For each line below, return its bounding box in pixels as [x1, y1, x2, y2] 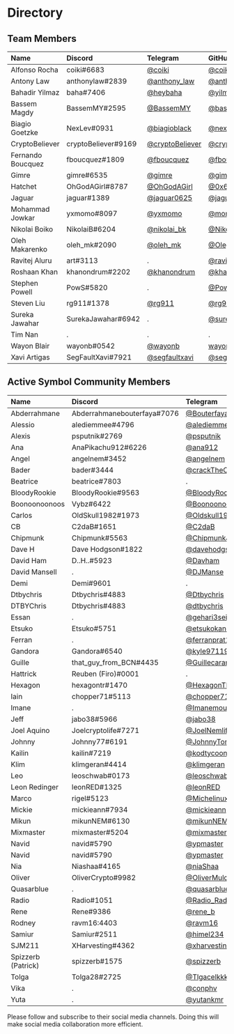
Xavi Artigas [10, 353, 50, 362]
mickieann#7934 [72, 805, 128, 815]
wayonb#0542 [66, 341, 116, 350]
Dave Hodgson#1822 [72, 544, 143, 554]
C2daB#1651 [72, 521, 117, 531]
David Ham [10, 555, 47, 565]
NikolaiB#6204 [66, 224, 116, 234]
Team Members [7, 33, 77, 45]
